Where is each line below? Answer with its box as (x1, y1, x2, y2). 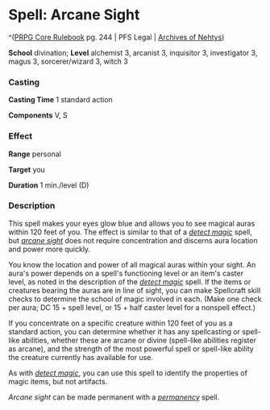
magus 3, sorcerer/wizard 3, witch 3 (8, 56, 129, 66)
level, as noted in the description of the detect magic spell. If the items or (8, 276, 251, 287)
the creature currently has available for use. (8, 352, 153, 362)
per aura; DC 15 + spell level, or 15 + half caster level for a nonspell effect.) (8, 302, 256, 312)
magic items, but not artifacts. (8, 376, 108, 386)
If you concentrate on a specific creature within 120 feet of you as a (8, 318, 233, 328)
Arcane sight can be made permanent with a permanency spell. (8, 392, 220, 402)
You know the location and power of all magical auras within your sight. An (8, 259, 256, 269)
